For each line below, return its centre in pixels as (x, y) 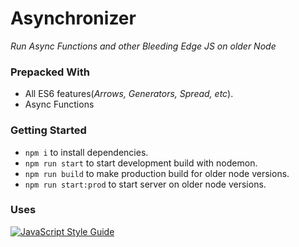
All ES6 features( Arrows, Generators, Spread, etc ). (129, 94)
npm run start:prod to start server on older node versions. (145, 184)
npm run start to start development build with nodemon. (141, 163)
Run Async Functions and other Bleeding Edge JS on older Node (143, 46)
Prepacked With (50, 72)
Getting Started (48, 130)
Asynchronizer (73, 18)
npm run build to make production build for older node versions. (157, 173)
